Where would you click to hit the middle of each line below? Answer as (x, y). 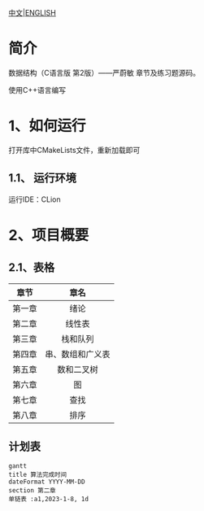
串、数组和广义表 (78, 354)
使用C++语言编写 (37, 90)
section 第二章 (32, 490)
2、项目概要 (49, 235)
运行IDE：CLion (35, 199)
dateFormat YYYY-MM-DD (47, 482)
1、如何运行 (48, 126)
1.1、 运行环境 (43, 178)
